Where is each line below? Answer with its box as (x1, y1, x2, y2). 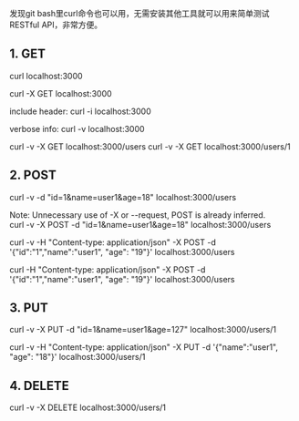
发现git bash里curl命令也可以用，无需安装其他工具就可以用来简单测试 (9, 8, 270, 18)
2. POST (9, 168, 57, 183)
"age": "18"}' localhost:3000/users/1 (9, 352, 146, 363)
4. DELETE (9, 377, 70, 394)
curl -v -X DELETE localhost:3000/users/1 (9, 402, 167, 413)
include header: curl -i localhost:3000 (9, 106, 152, 117)
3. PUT (9, 300, 48, 316)
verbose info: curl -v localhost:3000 (9, 123, 145, 134)
